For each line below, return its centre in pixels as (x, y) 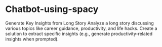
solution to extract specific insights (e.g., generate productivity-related (79, 33)
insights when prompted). (32, 39)
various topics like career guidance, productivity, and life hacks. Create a (81, 28)
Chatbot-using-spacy (52, 9)
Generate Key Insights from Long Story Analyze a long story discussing (80, 23)
